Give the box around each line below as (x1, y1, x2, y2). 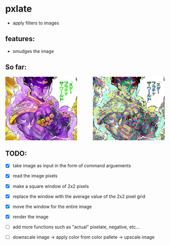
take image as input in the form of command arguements (12, 163, 132, 169)
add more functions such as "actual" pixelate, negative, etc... (12, 224, 140, 230)
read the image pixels (12, 173, 58, 179)
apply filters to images (12, 20, 59, 26)
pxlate (5, 3, 32, 15)
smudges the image (12, 48, 54, 54)
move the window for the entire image (12, 203, 92, 209)
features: (5, 35, 35, 43)
